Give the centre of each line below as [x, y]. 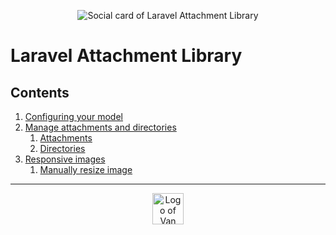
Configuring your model [73, 116]
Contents [40, 92]
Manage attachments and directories [100, 127]
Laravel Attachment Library [126, 56]
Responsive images [65, 159]
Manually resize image [86, 169]
